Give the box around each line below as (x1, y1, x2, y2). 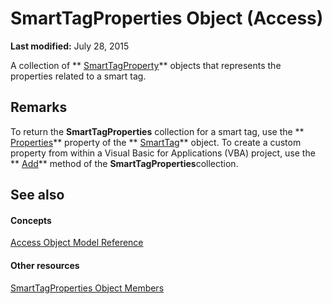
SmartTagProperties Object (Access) (10, 7, 324, 30)
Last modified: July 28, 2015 (10, 40, 130, 52)
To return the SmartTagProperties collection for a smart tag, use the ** (10, 125, 305, 137)
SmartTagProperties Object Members (10, 282, 165, 294)
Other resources (10, 259, 80, 271)
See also (10, 187, 65, 204)
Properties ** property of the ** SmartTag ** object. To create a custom (10, 136, 302, 148)
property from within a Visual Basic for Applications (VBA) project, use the (10, 147, 316, 159)
